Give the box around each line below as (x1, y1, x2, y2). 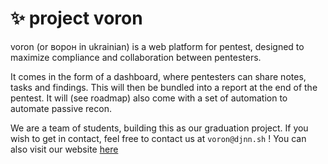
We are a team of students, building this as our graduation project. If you (10, 122, 309, 134)
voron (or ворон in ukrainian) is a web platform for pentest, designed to (10, 40, 305, 52)
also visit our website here (10, 143, 119, 155)
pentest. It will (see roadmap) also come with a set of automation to (10, 92, 288, 104)
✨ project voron (10, 7, 143, 30)
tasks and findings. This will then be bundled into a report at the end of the (10, 81, 318, 93)
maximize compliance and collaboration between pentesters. (10, 51, 262, 63)
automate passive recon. (10, 102, 112, 114)
